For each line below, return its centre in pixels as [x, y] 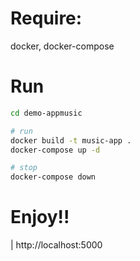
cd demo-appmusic [46, 113]
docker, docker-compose [62, 46]
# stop [24, 168]
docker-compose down [53, 177]
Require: [46, 18]
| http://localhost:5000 [56, 245]
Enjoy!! [40, 217]
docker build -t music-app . [71, 140]
